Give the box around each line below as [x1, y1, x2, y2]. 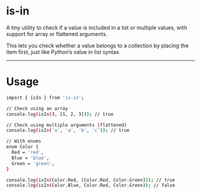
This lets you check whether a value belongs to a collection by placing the [6, 42, 189, 49]
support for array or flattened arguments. [6, 30, 108, 37]
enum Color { [6, 144, 39, 150]
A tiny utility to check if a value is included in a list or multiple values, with [6, 24, 187, 31]
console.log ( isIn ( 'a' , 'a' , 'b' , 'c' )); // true [6, 128, 130, 134]
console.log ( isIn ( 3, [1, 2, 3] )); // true [6, 111, 114, 117]
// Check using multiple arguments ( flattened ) [6, 122, 127, 128]
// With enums [6, 138, 42, 144]
